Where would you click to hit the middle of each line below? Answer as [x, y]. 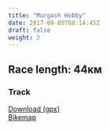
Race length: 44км [55, 69]
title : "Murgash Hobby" [47, 15]
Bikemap [22, 117]
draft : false [29, 30]
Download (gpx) [34, 109]
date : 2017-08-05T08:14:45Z [54, 23]
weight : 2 [24, 37]
